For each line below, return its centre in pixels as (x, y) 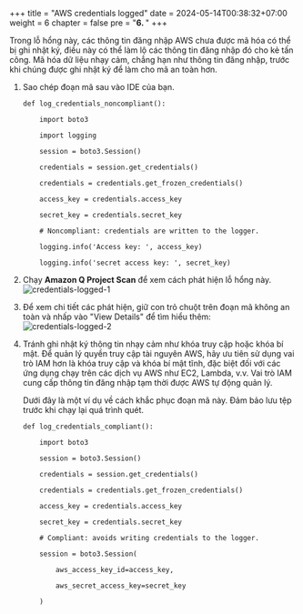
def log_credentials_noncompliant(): (94, 104)
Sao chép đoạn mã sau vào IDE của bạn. (98, 87)
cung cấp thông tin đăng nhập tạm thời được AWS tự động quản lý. (147, 382)
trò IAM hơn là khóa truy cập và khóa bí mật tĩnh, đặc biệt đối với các (151, 363)
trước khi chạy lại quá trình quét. (83, 410)
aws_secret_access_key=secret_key (121, 586)
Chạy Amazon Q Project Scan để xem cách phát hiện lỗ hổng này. (147, 280)
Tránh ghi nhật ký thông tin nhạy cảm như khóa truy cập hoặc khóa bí (153, 344)
